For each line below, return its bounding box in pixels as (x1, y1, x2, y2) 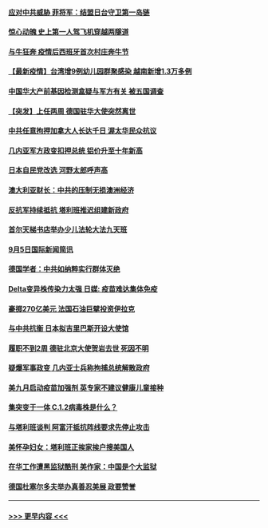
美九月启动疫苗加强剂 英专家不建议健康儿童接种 (8, 383, 164, 392)
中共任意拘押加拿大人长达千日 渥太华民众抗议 (8, 126, 157, 136)
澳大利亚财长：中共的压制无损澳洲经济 (8, 185, 134, 195)
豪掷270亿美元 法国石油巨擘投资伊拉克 (8, 304, 136, 313)
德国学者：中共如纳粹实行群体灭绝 (8, 264, 120, 274)
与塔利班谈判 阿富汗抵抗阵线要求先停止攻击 (8, 423, 150, 432)
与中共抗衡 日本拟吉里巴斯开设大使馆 (8, 324, 129, 333)
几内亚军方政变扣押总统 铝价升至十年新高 (8, 145, 144, 155)
